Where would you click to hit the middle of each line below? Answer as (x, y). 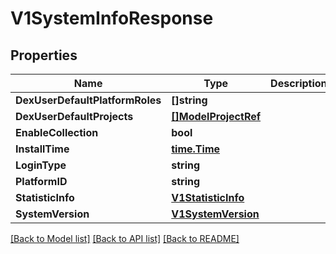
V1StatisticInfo (208, 197)
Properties (44, 55)
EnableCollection (57, 132)
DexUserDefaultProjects (74, 116)
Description (299, 83)
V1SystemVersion (215, 214)
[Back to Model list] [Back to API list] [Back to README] (125, 238)
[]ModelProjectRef (216, 116)
